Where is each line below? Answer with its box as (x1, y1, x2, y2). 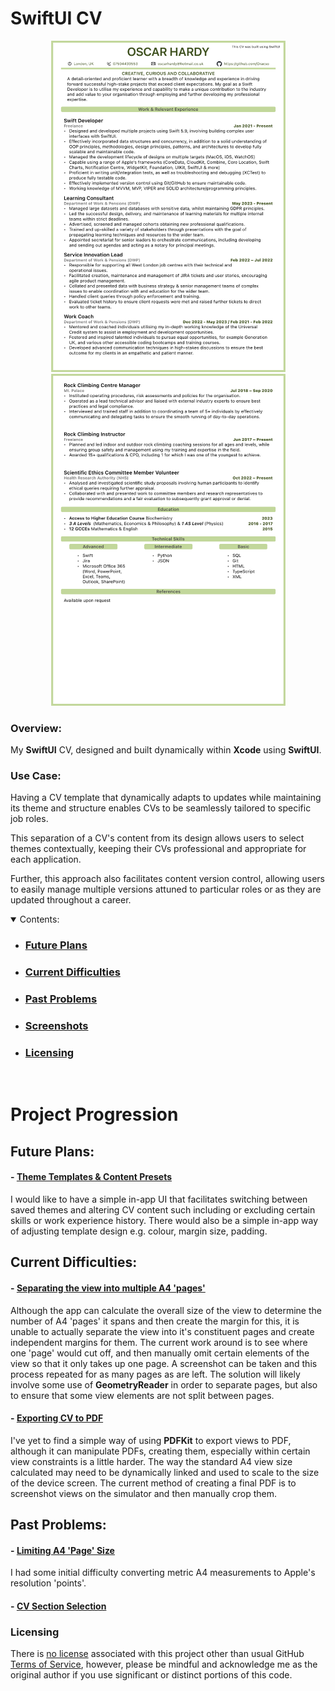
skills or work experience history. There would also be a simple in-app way (10, 1215, 319, 1227)
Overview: (10, 721, 62, 735)
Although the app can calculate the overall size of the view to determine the (10, 1304, 322, 1316)
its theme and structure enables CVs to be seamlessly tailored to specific (10, 802, 312, 814)
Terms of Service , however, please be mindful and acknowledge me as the (10, 1658, 318, 1671)
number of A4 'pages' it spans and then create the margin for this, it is (10, 1315, 300, 1327)
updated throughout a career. (10, 894, 132, 906)
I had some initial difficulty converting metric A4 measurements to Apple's (10, 1567, 316, 1579)
